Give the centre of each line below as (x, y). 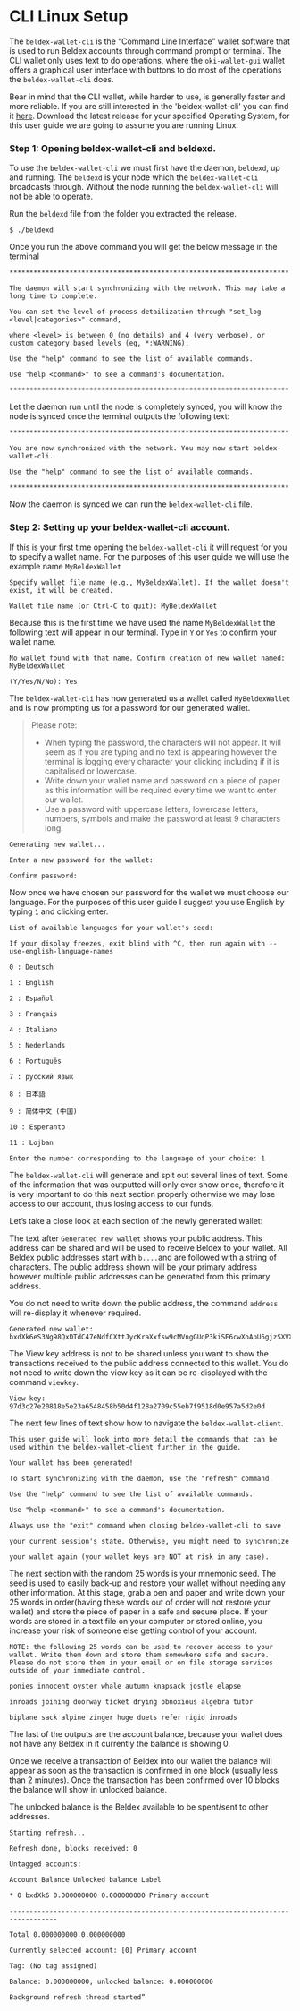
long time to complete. (54, 296)
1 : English (31, 982)
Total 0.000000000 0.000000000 (67, 1934)
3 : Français (33, 1014)
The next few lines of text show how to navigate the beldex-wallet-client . (146, 1423)
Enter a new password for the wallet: (81, 860)
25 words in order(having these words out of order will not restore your (140, 1602)
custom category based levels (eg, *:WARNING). (100, 343)
